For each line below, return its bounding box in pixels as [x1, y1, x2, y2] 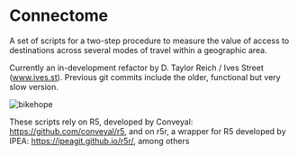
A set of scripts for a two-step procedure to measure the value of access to [9, 35, 290, 46]
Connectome [9, 5, 109, 26]
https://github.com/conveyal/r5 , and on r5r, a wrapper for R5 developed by [9, 125, 286, 136]
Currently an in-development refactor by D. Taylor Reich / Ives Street [9, 62, 264, 73]
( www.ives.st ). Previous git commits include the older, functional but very [9, 71, 281, 82]
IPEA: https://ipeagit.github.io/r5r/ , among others [9, 135, 190, 146]
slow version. [9, 81, 59, 92]
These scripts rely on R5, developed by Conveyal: [9, 116, 194, 127]
